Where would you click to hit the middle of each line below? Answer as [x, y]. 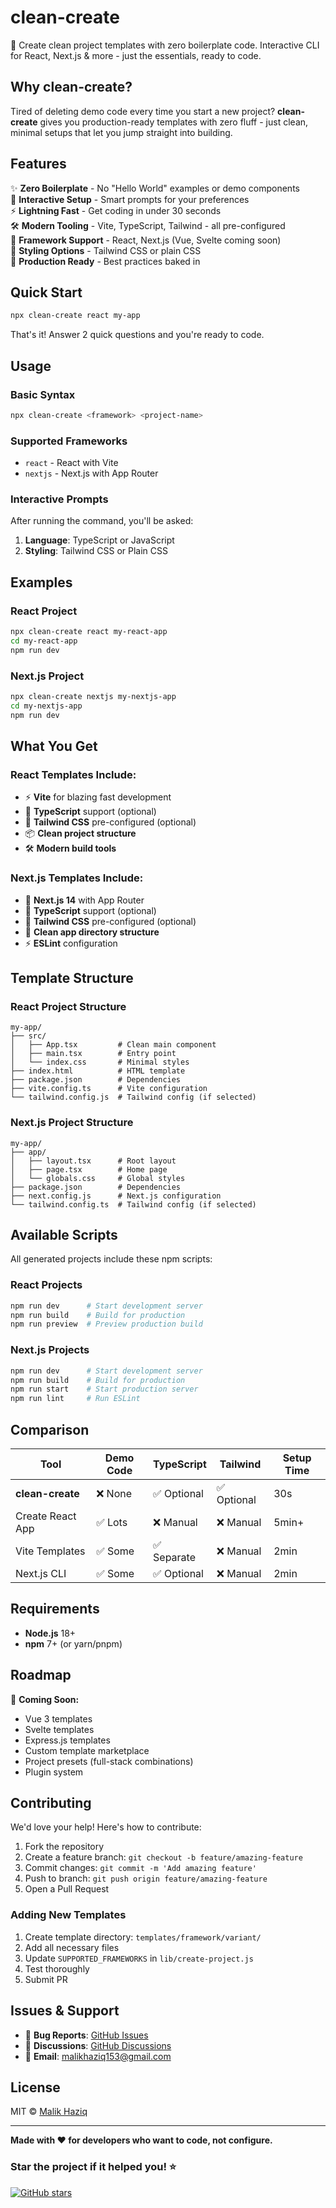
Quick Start [46, 292]
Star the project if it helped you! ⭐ [93, 2167]
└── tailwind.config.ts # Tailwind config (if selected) [133, 1204]
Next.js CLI [41, 1573]
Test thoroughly [57, 1968]
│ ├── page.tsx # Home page [89, 1169]
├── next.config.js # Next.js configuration [116, 1196]
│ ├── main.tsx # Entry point [93, 1054]
